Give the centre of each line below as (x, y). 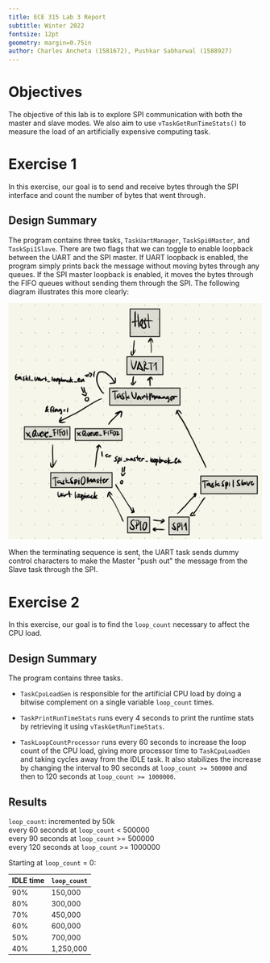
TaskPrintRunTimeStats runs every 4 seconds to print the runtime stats (137, 718)
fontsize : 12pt (34, 34)
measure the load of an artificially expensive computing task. (110, 132)
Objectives (46, 92)
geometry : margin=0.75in (50, 43)
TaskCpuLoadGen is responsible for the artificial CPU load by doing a (131, 694)
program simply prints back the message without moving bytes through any (134, 266)
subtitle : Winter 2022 (46, 25)
